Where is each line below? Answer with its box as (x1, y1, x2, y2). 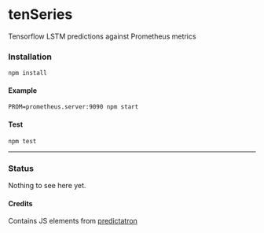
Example (8, 85, 38, 95)
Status (8, 163, 34, 174)
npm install (8, 69, 47, 77)
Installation (8, 51, 53, 62)
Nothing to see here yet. (8, 180, 86, 190)
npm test (8, 137, 37, 145)
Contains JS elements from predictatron (8, 216, 137, 226)
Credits (8, 198, 33, 208)
